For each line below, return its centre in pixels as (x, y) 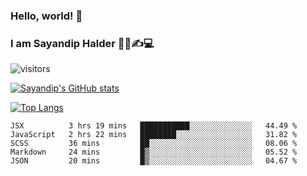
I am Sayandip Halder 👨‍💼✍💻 (82, 43)
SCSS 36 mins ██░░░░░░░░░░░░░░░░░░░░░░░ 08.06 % (154, 144)
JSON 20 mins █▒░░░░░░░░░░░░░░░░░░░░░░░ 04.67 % (154, 161)
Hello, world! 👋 (46, 16)
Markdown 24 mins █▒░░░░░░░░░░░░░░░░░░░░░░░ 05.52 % (154, 152)
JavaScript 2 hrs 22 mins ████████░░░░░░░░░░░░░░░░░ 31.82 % (154, 135)
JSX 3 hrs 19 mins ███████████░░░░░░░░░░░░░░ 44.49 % (154, 126)
